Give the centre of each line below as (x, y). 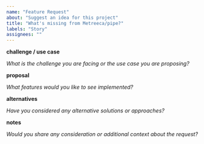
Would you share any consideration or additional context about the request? (102, 134)
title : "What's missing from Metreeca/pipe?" (65, 23)
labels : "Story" (27, 29)
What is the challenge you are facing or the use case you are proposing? (98, 64)
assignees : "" (24, 35)
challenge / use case (33, 52)
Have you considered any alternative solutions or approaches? (86, 111)
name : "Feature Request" (38, 12)
